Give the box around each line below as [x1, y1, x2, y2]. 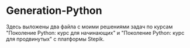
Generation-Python [6, 4, 102, 17]
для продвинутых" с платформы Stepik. [6, 35, 105, 42]
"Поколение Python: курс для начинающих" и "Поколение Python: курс [6, 29, 185, 36]
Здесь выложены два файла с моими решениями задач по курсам [6, 23, 173, 30]
